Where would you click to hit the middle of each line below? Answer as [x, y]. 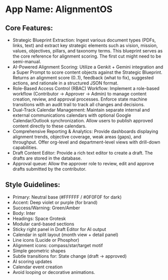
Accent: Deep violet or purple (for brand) [55, 202]
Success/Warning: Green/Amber [46, 208]
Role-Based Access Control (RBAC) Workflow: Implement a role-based [86, 88]
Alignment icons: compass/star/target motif [58, 245]
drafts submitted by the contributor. [49, 169]
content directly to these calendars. [49, 126]
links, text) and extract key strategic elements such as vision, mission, [85, 45]
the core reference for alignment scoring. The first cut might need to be [87, 56]
